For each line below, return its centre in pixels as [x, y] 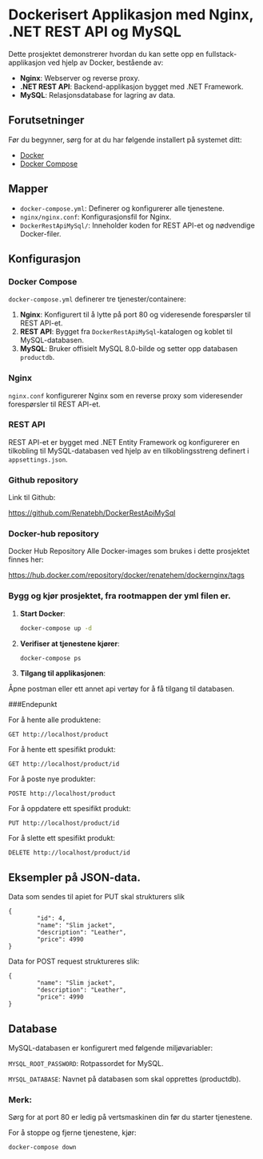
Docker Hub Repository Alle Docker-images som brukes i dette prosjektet [129, 551]
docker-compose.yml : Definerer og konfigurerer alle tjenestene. [122, 208]
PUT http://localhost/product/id [64, 823]
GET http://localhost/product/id [64, 764]
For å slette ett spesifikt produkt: [62, 838]
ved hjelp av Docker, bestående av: [106, 63]
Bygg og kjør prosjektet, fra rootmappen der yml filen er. [120, 596]
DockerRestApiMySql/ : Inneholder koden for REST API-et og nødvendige [137, 225]
